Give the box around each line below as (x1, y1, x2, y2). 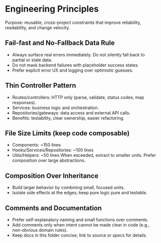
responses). (12, 99, 36, 105)
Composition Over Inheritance (5, 171, 99, 180)
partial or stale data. (12, 57, 53, 63)
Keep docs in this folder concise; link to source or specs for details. (12, 232, 147, 238)
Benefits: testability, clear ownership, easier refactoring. (12, 115, 125, 121)
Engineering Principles (5, 3, 99, 15)
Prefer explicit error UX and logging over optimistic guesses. (12, 67, 134, 73)
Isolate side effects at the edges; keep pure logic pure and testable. (12, 190, 147, 196)
